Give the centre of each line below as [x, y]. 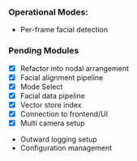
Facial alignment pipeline [62, 77]
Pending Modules [44, 51]
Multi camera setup [52, 123]
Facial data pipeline [52, 95]
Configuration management [66, 148]
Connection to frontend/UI [64, 114]
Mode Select [41, 87]
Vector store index [51, 104]
